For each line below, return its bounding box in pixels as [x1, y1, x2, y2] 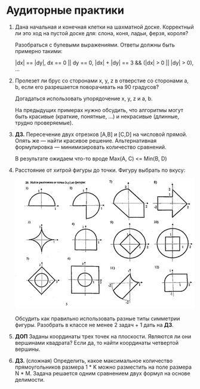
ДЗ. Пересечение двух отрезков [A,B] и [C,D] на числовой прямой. [14, 131, 187, 138]
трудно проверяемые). [14, 119, 73, 126]
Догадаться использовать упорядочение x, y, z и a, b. [14, 95, 153, 102]
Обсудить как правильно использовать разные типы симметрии [14, 315, 180, 322]
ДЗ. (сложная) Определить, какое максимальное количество [14, 357, 173, 365]
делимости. [14, 376, 45, 384]
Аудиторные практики [6, 4, 124, 17]
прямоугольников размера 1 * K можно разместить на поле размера [14, 363, 192, 371]
